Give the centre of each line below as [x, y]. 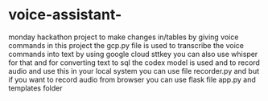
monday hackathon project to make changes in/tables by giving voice [124, 37]
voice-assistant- [65, 15]
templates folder [35, 88]
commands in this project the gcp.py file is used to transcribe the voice [126, 45]
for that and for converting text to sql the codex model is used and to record [134, 63]
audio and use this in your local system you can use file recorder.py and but [134, 71]
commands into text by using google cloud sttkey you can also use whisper [133, 54]
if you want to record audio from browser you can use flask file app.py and [132, 79]
